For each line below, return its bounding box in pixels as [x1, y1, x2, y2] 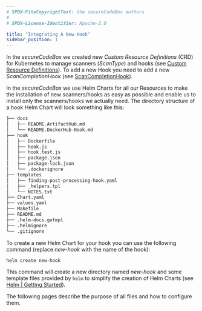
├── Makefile [6, 206, 39, 212]
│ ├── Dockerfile [6, 138, 56, 144]
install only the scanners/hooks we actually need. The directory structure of [6, 98, 195, 105]
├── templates [6, 172, 42, 178]
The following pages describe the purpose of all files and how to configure [6, 293, 192, 300]
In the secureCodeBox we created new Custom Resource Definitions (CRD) [6, 53, 194, 61]
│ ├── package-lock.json [6, 161, 74, 167]
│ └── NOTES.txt [6, 189, 53, 195]
